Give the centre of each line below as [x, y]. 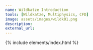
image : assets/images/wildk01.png [41, 19]
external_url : [20, 28]
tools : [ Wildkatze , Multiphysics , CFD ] [47, 14]
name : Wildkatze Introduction [37, 10]
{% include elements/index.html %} [42, 42]
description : [19, 24]
